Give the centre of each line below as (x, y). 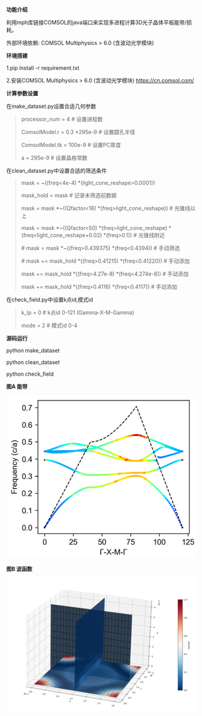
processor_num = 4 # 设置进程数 (62, 119)
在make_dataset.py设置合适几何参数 (51, 106)
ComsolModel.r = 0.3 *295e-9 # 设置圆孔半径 (78, 132)
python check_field (30, 374)
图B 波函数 (19, 569)
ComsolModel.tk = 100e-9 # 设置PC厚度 (71, 145)
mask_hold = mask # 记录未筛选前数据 (69, 195)
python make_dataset (33, 350)
